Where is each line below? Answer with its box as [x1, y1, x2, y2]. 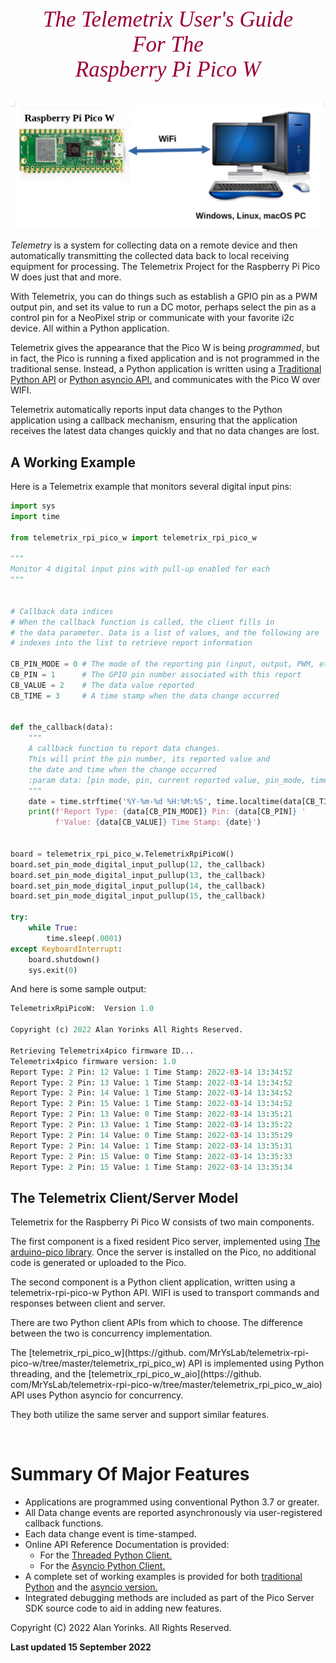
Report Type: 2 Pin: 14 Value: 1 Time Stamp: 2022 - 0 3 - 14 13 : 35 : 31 [10, 1141, 293, 1151]
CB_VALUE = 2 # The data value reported [10, 680, 195, 690]
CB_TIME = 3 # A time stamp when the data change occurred [10, 691, 280, 701]
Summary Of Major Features [10, 1463, 250, 1486]
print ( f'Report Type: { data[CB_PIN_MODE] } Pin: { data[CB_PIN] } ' [28, 807, 307, 817]
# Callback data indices [10, 606, 114, 616]
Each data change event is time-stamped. [24, 1528, 197, 1540]
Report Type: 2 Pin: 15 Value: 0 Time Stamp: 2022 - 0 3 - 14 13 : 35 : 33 [10, 1151, 293, 1161]
